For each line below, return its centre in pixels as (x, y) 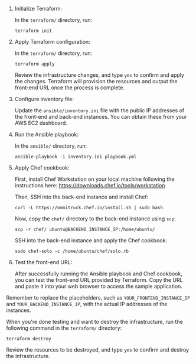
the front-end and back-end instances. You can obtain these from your (101, 117)
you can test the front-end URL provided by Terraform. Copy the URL (99, 280)
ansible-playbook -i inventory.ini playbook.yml (76, 157)
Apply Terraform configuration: (52, 42)
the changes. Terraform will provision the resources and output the (96, 81)
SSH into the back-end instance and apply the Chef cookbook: (91, 240)
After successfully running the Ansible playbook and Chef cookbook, (99, 274)
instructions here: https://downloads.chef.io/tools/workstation (90, 185)
